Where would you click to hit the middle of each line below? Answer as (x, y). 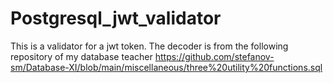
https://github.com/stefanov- (214, 56)
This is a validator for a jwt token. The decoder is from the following (149, 46)
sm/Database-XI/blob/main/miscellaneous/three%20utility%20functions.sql (166, 67)
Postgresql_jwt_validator (116, 18)
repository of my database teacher (81, 56)
